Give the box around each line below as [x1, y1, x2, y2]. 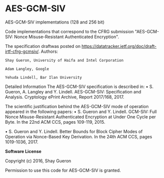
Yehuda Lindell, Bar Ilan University [5, 75, 82, 80]
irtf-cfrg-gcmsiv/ [5, 48, 39, 54]
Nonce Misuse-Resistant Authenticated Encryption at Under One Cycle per [5, 113, 156, 120]
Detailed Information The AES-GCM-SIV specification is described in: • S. [5, 84, 154, 89]
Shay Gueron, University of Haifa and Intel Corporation [5, 58, 124, 63]
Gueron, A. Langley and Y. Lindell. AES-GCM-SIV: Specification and [5, 89, 141, 94]
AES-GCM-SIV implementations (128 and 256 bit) [5, 19, 105, 25]
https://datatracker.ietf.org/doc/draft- [81, 43, 157, 49]
